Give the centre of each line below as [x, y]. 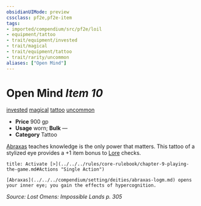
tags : [13, 23]
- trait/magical [27, 46]
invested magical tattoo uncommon [51, 110]
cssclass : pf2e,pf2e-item [39, 18]
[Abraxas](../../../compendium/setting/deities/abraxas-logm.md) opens [99, 180]
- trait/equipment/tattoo [39, 52]
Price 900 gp [32, 122]
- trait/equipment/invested [42, 40]
